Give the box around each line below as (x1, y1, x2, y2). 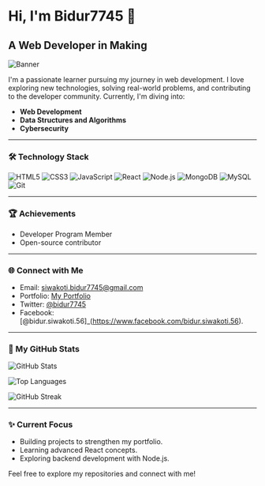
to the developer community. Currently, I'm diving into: (8, 92, 185, 101)
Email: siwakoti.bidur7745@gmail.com (19, 282, 144, 292)
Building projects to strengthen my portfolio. (19, 437, 163, 446)
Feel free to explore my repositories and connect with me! (8, 469, 196, 479)
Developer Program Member (19, 229, 113, 239)
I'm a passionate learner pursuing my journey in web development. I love (8, 75, 244, 84)
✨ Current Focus (8, 419, 73, 430)
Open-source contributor (19, 237, 102, 247)
